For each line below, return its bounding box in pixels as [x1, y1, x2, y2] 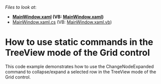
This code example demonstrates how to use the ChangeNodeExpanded [5, 63, 154, 69]
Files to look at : [5, 4, 37, 10]
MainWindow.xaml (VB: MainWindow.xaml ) [12, 14, 104, 19]
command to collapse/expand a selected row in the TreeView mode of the [5, 69, 157, 75]
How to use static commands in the [5, 37, 154, 48]
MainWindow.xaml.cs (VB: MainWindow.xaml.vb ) [12, 19, 112, 25]
